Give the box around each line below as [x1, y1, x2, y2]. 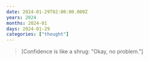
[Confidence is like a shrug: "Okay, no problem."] [21, 48, 144, 55]
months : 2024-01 [6, 20, 47, 26]
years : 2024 [6, 14, 36, 21]
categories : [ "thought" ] [6, 31, 69, 37]
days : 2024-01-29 [6, 25, 50, 32]
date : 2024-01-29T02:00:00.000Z [6, 8, 88, 15]
